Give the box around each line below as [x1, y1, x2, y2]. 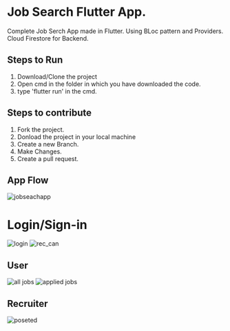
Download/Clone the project [17, 72, 98, 81]
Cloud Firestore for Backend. [7, 34, 89, 42]
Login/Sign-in [7, 217, 87, 233]
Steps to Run [7, 54, 63, 66]
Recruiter [7, 297, 48, 310]
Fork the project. [17, 125, 65, 134]
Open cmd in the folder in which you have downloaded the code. [17, 80, 201, 88]
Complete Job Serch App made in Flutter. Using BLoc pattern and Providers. [7, 27, 224, 35]
